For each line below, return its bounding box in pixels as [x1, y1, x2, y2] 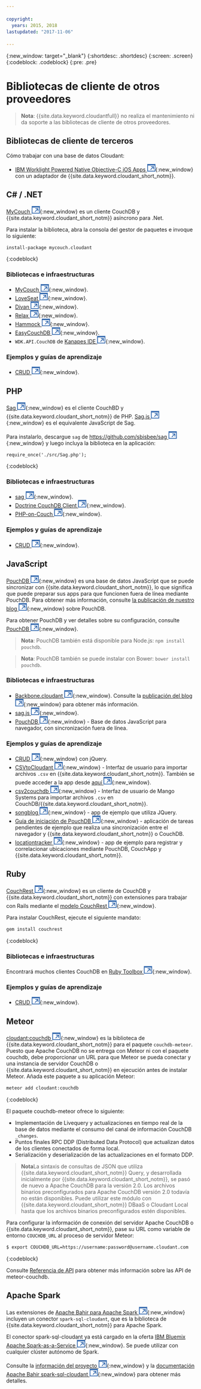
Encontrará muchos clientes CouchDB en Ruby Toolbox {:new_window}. [6, 968, 192, 975]
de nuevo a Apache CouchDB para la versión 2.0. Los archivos [20, 1182, 175, 1189]
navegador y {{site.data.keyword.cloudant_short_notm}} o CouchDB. [14, 831, 184, 838]
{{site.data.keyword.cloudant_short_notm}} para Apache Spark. [6, 1321, 163, 1328]
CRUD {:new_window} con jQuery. [14, 755, 108, 763]
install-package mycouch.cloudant [6, 244, 93, 250]
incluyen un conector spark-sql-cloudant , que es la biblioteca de [6, 1315, 167, 1322]
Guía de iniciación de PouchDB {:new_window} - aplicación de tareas [14, 817, 194, 825]
